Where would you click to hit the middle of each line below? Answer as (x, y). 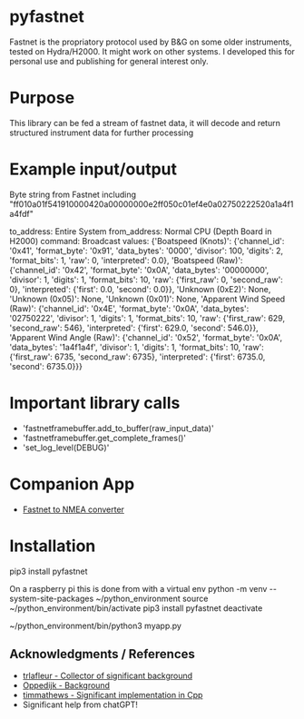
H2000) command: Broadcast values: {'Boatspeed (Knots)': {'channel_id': (147, 241)
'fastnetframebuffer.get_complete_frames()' (104, 438)
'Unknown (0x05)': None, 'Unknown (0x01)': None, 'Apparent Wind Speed (147, 299)
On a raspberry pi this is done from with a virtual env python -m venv (138, 588)
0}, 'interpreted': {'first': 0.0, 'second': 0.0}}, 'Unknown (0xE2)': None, (140, 289)
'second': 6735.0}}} (46, 366)
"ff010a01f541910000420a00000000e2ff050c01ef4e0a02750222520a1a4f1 (152, 204)
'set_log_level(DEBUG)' (66, 448)
